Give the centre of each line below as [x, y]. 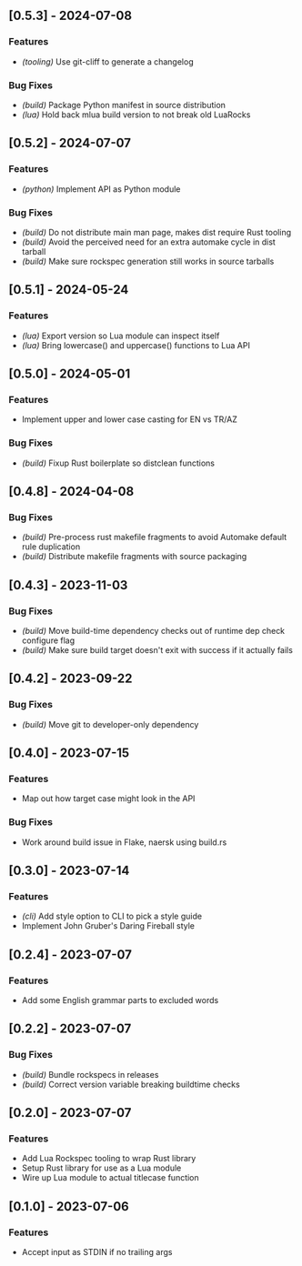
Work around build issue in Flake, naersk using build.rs [124, 842]
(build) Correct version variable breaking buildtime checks [131, 1084]
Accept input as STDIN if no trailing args [97, 1252]
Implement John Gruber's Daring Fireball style [108, 926]
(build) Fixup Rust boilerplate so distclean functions [118, 463]
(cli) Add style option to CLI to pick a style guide [111, 916]
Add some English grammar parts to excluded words [120, 1000]
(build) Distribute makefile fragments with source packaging [134, 557]
